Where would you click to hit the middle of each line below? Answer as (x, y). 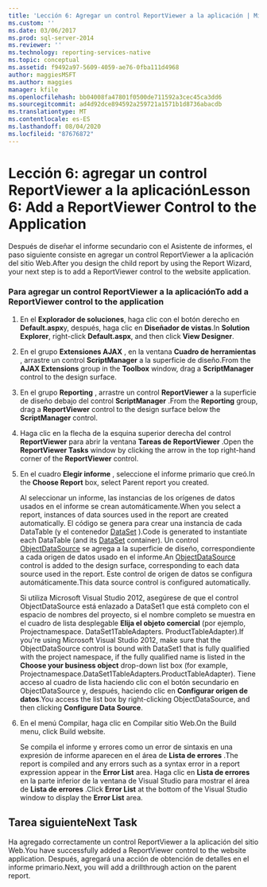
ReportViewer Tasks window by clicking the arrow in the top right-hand (137, 449)
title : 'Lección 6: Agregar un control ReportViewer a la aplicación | (129, 16)
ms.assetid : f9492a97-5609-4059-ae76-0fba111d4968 (94, 68)
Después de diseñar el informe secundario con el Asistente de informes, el (130, 246)
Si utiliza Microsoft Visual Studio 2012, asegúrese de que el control (129, 597)
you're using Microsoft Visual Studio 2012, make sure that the (120, 640)
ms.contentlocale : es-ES (49, 119)
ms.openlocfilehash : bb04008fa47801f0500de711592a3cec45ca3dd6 (115, 97)
